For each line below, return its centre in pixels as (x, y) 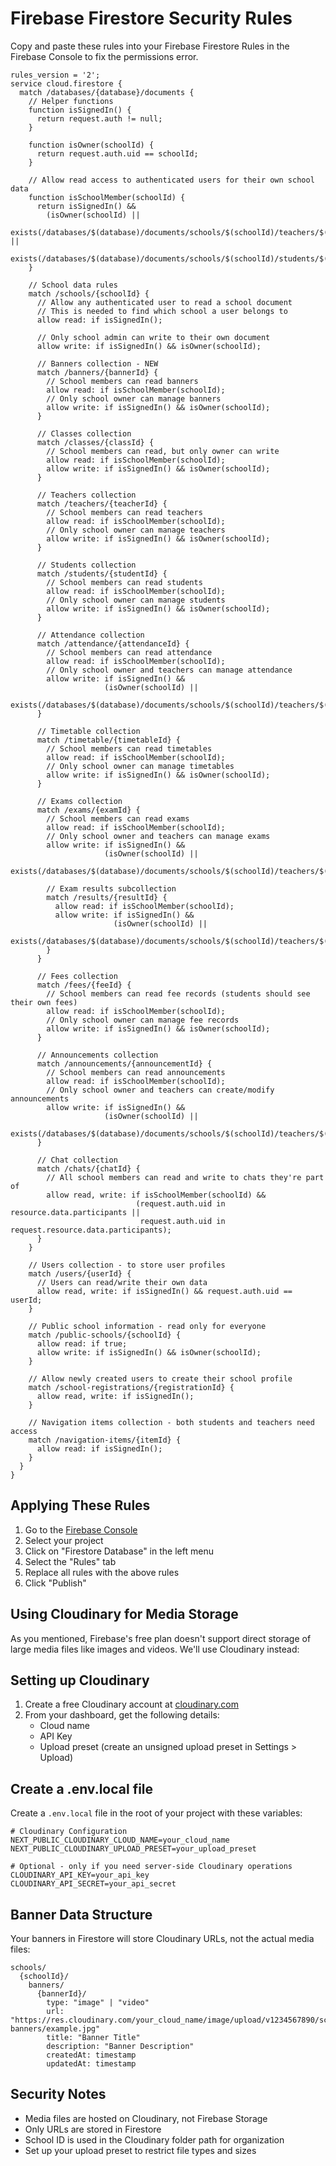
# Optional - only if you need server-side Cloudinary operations (151, 1867)
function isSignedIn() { (80, 110)
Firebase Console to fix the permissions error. (104, 56)
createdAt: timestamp (91, 2055)
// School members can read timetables (129, 748)
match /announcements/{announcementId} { (124, 1063)
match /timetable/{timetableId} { (109, 740)
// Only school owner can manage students (136, 600)
